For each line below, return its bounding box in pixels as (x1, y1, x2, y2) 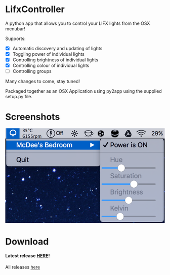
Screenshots (5, 111, 60, 123)
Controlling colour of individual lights (12, 62, 90, 69)
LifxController (5, 4, 65, 15)
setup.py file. (5, 94, 33, 100)
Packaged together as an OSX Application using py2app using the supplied (5, 88, 162, 94)
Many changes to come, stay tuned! (5, 78, 80, 85)
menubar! (5, 25, 25, 31)
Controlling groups (12, 68, 52, 74)
